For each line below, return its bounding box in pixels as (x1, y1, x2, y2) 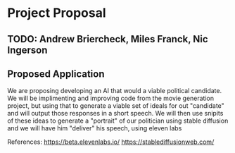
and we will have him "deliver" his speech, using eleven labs (7, 124, 182, 133)
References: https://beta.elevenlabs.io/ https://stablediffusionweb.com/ (7, 137, 215, 146)
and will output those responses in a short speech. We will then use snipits (7, 109, 224, 118)
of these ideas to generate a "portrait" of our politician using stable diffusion (7, 116, 229, 125)
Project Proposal (7, 5, 107, 21)
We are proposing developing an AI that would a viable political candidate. (7, 87, 222, 95)
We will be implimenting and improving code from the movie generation (7, 94, 215, 103)
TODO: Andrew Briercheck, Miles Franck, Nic (7, 33, 209, 45)
